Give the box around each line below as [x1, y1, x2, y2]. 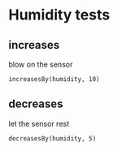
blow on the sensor [8, 59, 73, 69]
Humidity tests [8, 6, 111, 24]
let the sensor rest [8, 119, 70, 128]
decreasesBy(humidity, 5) [8, 134, 96, 143]
